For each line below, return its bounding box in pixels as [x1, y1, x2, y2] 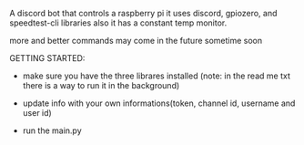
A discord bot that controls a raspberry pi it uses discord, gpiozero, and [9, 8, 278, 18]
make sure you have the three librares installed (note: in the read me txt [22, 70, 291, 81]
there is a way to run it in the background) [22, 80, 180, 90]
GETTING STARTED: [9, 53, 86, 63]
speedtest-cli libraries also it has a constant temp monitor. [9, 17, 228, 28]
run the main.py [22, 125, 82, 136]
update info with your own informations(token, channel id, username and [22, 98, 296, 109]
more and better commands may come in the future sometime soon [9, 36, 263, 46]
